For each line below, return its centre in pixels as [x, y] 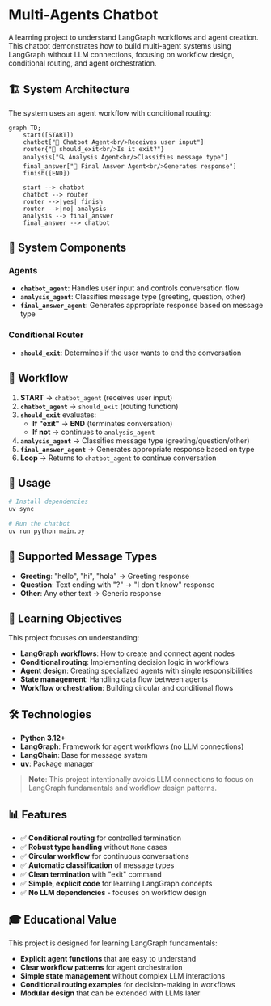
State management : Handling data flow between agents [114, 679]
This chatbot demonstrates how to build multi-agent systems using [120, 45]
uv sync [21, 509]
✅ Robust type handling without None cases [93, 847]
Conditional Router [46, 335]
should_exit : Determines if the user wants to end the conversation [131, 353]
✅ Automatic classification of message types [97, 865]
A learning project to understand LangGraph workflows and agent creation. [133, 37]
